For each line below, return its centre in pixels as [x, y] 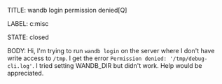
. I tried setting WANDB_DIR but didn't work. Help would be [117, 65]
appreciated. [26, 73]
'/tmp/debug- [189, 59]
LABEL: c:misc [28, 23]
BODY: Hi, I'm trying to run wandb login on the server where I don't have [111, 51]
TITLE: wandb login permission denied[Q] [67, 10]
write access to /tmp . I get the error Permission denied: [87, 58]
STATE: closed [28, 37]
